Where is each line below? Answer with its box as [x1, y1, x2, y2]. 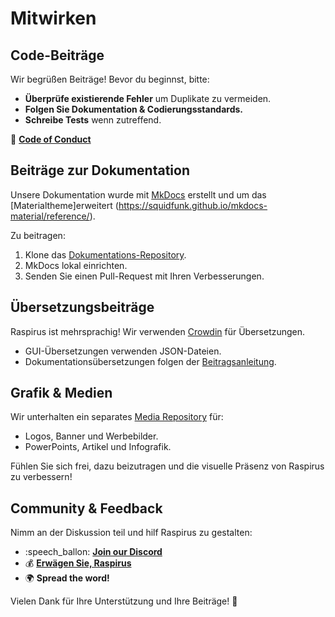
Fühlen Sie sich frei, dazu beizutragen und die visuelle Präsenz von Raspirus [10, 460, 325, 472]
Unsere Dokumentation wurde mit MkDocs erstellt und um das [10, 188, 267, 201]
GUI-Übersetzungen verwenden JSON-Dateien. [24, 345, 222, 357]
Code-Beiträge [10, 47, 105, 64]
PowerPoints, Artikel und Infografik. [24, 441, 172, 453]
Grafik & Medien [10, 385, 113, 402]
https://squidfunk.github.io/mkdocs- [118, 199, 268, 211]
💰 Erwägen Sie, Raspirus [24, 557, 132, 569]
